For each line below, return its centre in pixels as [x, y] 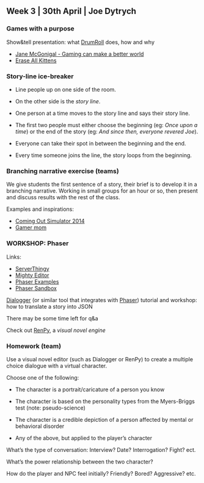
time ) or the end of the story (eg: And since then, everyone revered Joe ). [107, 131]
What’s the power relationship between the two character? [80, 462]
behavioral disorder [40, 426]
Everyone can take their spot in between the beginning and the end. [100, 143]
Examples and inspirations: [40, 209]
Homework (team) [34, 346]
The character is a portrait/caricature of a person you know [90, 389]
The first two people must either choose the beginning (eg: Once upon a [106, 125]
